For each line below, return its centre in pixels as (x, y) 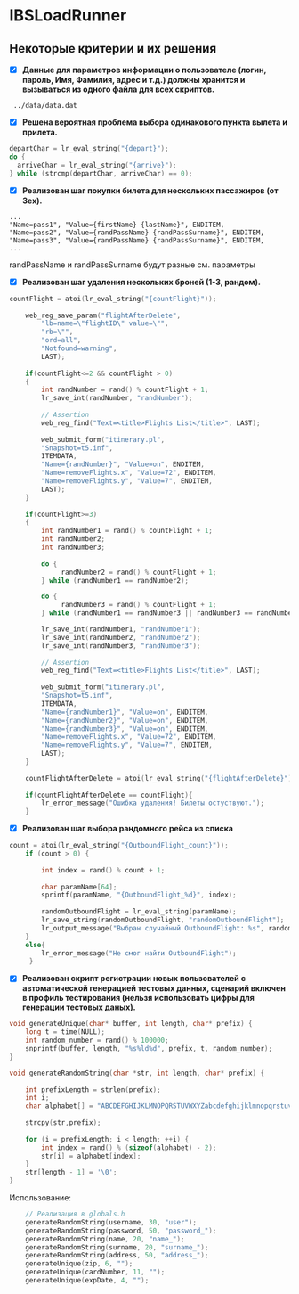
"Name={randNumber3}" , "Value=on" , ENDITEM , (125, 729)
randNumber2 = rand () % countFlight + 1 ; (139, 572)
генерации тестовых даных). (79, 1007)
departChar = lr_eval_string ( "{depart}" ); (89, 149)
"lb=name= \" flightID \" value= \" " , (105, 323)
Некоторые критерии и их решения (113, 49)
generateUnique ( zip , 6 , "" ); (79, 1264)
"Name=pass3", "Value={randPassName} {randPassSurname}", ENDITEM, (137, 240)
